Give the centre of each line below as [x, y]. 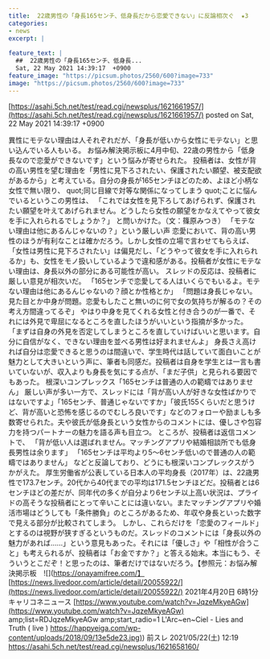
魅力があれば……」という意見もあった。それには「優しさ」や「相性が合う [131, 543]
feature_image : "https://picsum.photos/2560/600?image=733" [111, 76]
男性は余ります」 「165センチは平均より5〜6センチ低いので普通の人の [132, 452]
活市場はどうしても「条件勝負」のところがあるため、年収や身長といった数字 [135, 512]
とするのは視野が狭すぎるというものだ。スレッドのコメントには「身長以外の [135, 533]
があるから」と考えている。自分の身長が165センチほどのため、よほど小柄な [133, 180]
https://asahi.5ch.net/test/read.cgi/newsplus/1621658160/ [104, 646]
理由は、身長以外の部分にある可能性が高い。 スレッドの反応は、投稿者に [136, 271]
